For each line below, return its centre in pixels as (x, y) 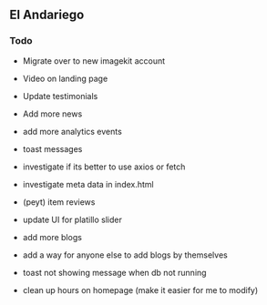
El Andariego (47, 15)
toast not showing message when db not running (114, 272)
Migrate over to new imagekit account (94, 61)
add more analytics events (72, 131)
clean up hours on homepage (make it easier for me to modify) (140, 290)
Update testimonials (60, 96)
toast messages (52, 148)
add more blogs (52, 237)
